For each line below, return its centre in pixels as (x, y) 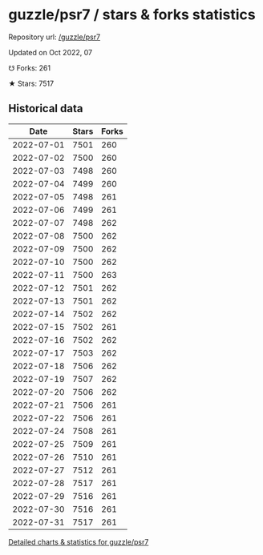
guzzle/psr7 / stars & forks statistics (132, 15)
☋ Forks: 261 (29, 68)
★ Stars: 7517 (31, 83)
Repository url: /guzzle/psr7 (55, 37)
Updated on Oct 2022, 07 (51, 52)
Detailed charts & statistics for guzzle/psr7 (79, 541)
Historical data (46, 109)
